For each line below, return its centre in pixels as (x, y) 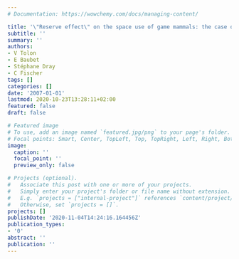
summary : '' (25, 40)
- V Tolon (22, 53)
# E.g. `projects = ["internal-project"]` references (92, 198)
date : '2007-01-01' (36, 93)
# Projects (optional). (43, 179)
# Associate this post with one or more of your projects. (100, 185)
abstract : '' (27, 238)
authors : (20, 47)
